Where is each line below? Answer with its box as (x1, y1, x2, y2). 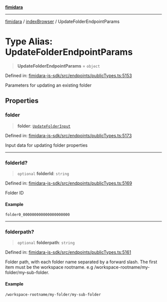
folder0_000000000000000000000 (5, 212, 70, 217)
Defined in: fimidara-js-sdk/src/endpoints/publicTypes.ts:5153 (5, 72, 132, 79)
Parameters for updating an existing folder (5, 82, 92, 88)
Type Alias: (5, 36, 53, 47)
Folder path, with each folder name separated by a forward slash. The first (5, 259, 158, 265)
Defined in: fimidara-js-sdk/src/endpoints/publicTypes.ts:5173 (5, 132, 132, 138)
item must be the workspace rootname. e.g (5, 264, 93, 270)
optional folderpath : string (17, 240, 75, 246)
